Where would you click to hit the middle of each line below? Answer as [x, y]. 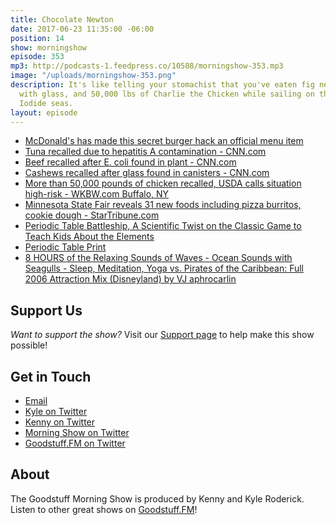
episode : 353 [37, 57]
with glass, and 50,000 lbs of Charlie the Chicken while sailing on [167, 94]
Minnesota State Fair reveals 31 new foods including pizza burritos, [163, 205]
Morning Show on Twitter [77, 432]
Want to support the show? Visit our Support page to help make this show [162, 335]
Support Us [46, 310]
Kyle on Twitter [56, 411]
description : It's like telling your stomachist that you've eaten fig [162, 85]
